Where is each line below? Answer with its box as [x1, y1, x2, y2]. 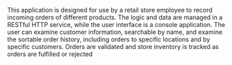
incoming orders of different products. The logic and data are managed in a [7, 13, 223, 21]
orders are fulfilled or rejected [7, 50, 93, 58]
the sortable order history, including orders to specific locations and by [7, 35, 210, 44]
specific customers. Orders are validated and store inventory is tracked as [7, 43, 219, 50]
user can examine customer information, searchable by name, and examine [7, 28, 223, 36]
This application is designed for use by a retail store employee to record [7, 6, 213, 14]
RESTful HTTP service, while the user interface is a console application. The [7, 21, 226, 28]
